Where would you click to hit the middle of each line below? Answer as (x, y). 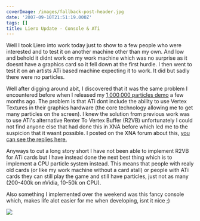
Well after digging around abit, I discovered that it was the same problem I (97, 89)
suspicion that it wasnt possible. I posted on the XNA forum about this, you (98, 133)
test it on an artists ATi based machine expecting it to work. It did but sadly (98, 71)
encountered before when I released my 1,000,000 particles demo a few (95, 95)
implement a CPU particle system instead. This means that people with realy (100, 164)
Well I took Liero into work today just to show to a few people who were (94, 45)
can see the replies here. (37, 139)
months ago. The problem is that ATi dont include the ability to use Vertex (96, 102)
